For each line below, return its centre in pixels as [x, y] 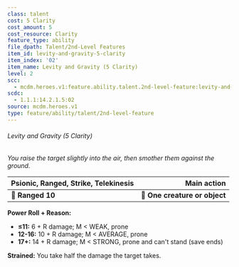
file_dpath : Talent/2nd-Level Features [67, 47]
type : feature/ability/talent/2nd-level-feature [81, 113]
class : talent [28, 14]
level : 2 [20, 73]
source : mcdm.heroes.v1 [43, 107]
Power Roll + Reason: [39, 213]
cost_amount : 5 [30, 27]
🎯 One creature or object [184, 195]
